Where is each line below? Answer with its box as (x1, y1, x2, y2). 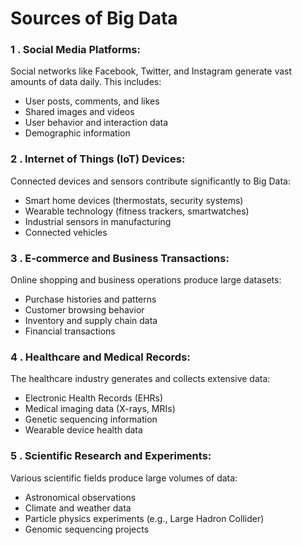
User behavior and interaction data (24, 117, 169, 129)
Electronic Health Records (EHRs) (24, 392, 164, 404)
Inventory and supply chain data (24, 315, 158, 327)
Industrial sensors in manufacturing (24, 215, 172, 227)
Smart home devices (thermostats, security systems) (24, 194, 244, 206)
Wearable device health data (24, 424, 143, 436)
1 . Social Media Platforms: (10, 43, 141, 57)
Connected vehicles (24, 226, 108, 238)
